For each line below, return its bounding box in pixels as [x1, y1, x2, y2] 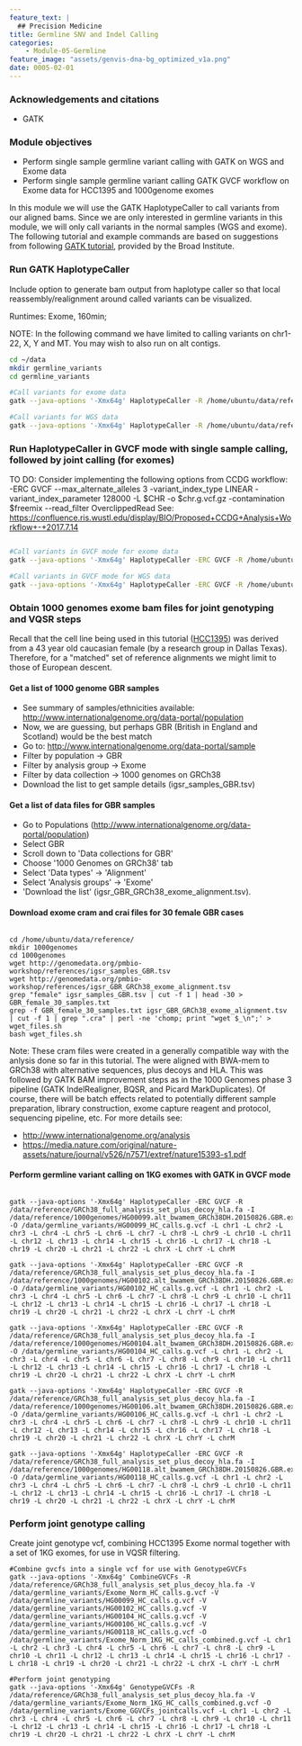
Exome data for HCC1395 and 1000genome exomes [22, 185, 214, 196]
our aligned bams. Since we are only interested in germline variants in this [9, 212, 283, 223]
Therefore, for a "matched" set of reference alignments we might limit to [9, 652, 277, 662]
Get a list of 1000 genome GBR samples [9, 682, 160, 693]
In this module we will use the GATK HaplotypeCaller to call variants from [9, 202, 280, 213]
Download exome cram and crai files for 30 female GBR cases [9, 906, 244, 918]
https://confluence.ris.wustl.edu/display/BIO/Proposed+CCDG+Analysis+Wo [9, 512, 292, 523]
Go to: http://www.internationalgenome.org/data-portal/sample [22, 741, 256, 751]
